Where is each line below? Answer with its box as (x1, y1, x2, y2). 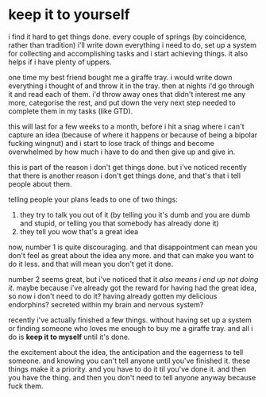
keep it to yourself (8, 6, 130, 24)
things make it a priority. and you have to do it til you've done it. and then (8, 364, 247, 374)
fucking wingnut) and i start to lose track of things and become (8, 138, 214, 148)
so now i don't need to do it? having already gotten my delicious (8, 291, 218, 301)
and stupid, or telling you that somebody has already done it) (19, 218, 220, 228)
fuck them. (8, 381, 44, 391)
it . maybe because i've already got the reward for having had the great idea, (8, 283, 256, 292)
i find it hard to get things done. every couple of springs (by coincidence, (8, 32, 248, 41)
